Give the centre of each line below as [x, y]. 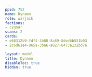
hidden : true [18, 67]
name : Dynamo [18, 14]
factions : [15, 23]
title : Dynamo [19, 58]
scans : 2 [14, 32]
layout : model [19, 54]
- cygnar [14, 27]
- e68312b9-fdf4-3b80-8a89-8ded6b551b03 [46, 41]
